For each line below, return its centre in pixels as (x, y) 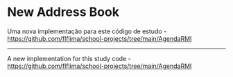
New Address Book (63, 12)
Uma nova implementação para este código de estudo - (87, 31)
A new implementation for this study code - (69, 58)
